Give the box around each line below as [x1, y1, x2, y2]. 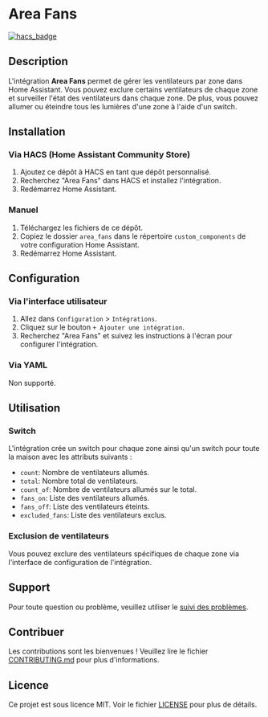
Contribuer [8, 625, 64, 639]
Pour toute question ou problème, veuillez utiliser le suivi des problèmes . [8, 602, 249, 612]
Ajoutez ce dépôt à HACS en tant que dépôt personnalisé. [19, 167, 211, 177]
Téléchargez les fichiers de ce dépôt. [19, 223, 143, 232]
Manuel [8, 204, 39, 215]
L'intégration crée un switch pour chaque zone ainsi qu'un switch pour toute [8, 444, 260, 453]
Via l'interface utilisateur [8, 296, 108, 307]
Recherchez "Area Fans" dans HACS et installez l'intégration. [19, 176, 221, 186]
